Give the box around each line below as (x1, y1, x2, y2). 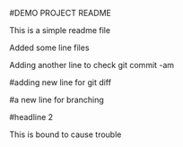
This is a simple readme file (9, 25, 110, 35)
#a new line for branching (9, 94, 105, 105)
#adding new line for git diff (9, 77, 112, 88)
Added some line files (9, 42, 90, 53)
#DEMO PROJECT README (9, 8, 112, 18)
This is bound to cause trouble (9, 129, 122, 140)
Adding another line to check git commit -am (9, 60, 175, 70)
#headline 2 (9, 112, 54, 122)
